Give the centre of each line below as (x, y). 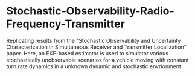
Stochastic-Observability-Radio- (91, 11)
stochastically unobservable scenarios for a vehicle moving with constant (97, 60)
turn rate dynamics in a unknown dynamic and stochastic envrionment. (94, 66)
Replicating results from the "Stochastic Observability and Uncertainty (94, 40)
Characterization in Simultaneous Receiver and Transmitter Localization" (97, 47)
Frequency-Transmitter (66, 24)
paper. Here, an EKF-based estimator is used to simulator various (88, 53)
